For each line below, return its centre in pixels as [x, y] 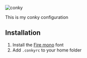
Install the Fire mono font [38, 45]
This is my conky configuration [37, 17]
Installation [23, 33]
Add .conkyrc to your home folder [47, 50]
